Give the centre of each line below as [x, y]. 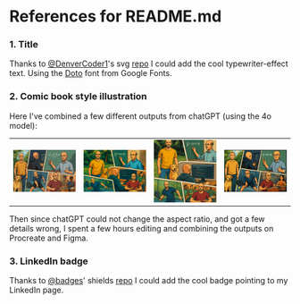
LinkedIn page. [37, 290]
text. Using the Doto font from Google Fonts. [91, 73]
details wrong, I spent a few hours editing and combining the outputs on [142, 229]
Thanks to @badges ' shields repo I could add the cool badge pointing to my [149, 281]
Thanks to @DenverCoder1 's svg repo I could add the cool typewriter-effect [149, 63]
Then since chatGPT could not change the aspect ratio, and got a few [137, 219]
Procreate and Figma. [49, 238]
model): [23, 125]
